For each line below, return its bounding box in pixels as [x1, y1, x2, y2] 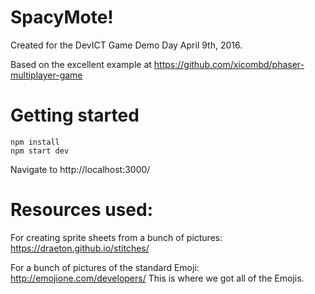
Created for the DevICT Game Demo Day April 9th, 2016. [10, 39, 243, 51]
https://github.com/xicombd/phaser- [153, 58, 305, 70]
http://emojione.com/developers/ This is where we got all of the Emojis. [10, 272, 305, 284]
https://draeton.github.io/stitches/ [10, 242, 150, 254]
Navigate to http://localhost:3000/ [10, 163, 151, 175]
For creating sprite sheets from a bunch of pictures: [10, 231, 223, 243]
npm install [10, 137, 60, 147]
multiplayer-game [10, 69, 83, 81]
